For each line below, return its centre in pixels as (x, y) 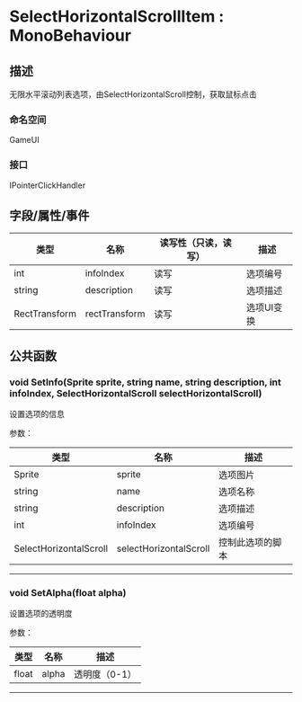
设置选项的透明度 (41, 614)
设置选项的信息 (37, 414)
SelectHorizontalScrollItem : (117, 17)
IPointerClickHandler (48, 185)
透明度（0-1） (105, 674)
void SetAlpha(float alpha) (68, 593)
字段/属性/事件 (49, 215)
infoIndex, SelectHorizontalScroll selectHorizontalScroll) (136, 393)
